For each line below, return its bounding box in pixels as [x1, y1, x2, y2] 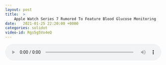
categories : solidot [5, 26, 48, 31]
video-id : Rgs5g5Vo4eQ [5, 30, 52, 35]
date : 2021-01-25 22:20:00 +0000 [5, 21, 79, 26]
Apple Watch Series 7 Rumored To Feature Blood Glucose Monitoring [14, 16, 156, 21]
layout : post [5, 7, 32, 12]
